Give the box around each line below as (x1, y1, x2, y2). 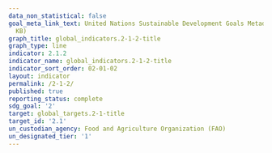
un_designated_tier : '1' (8, 132, 92, 140)
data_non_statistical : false (8, 11, 107, 20)
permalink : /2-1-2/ (8, 79, 74, 87)
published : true (8, 87, 63, 96)
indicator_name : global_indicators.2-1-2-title (8, 57, 172, 66)
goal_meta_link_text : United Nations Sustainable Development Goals (8, 19, 244, 28)
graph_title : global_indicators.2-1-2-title (8, 34, 161, 43)
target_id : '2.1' (8, 117, 67, 125)
